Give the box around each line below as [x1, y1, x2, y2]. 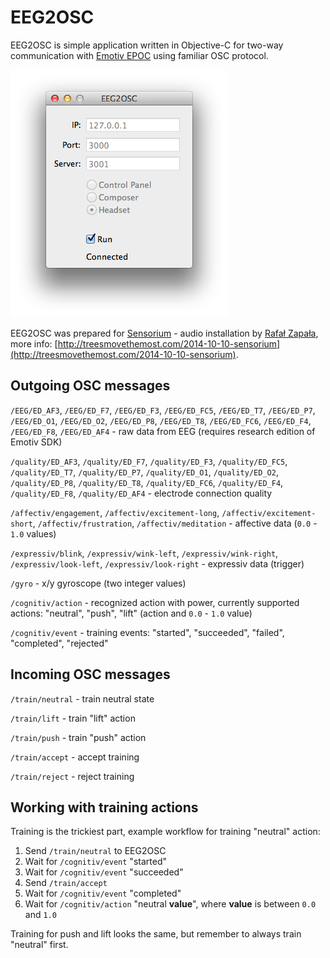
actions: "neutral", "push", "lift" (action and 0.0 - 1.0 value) [10, 607, 253, 619]
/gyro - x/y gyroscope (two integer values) [10, 577, 187, 589]
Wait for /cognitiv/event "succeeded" [24, 866, 184, 878]
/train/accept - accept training [10, 751, 140, 763]
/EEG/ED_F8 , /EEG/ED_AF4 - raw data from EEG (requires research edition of [10, 425, 316, 437]
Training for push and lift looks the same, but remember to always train [10, 928, 302, 940]
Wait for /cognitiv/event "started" [24, 856, 167, 868]
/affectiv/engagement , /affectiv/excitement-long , [10, 506, 220, 518]
